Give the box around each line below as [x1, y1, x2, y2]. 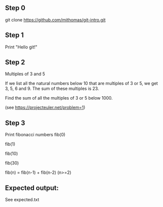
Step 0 [5, 4, 26, 12]
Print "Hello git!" [5, 44, 37, 50]
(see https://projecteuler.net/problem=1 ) [5, 104, 86, 110]
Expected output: [5, 184, 59, 192]
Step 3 [5, 119, 25, 127]
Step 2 [5, 58, 25, 66]
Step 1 [5, 31, 24, 40]
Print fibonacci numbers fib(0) [5, 132, 66, 138]
